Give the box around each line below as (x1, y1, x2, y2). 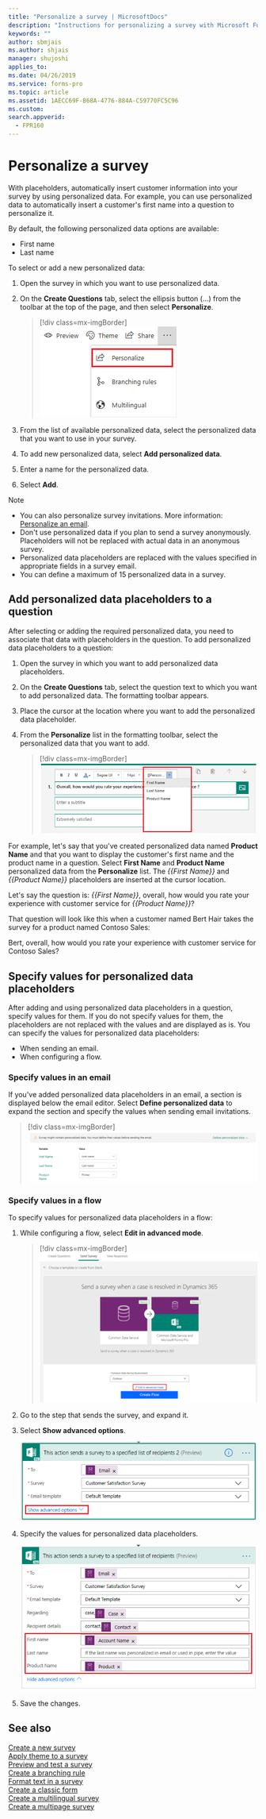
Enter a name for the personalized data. (19, 464, 149, 474)
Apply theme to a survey (8, 1751, 89, 1760)
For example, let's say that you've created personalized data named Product (8, 842, 259, 851)
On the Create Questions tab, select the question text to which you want (19, 682, 257, 692)
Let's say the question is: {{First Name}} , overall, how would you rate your (8, 890, 249, 900)
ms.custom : (8, 105, 44, 113)
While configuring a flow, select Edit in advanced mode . (19, 1228, 203, 1238)
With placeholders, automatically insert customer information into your (8, 183, 238, 192)
